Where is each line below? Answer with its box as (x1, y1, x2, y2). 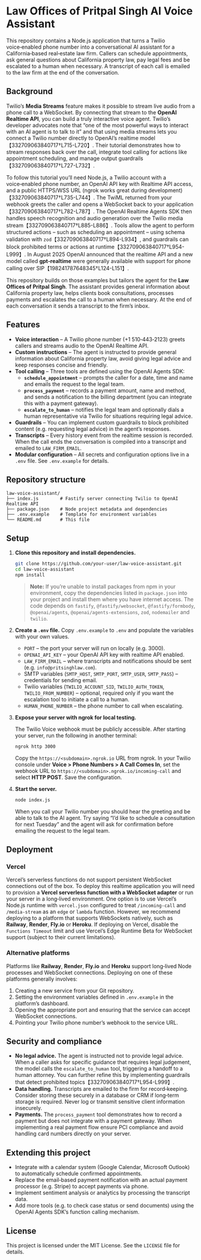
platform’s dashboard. (14, 999, 70, 1007)
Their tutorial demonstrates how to (95, 141, 181, 149)
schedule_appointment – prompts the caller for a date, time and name (23, 374, 194, 381)
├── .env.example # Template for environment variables (6, 512, 157, 518)
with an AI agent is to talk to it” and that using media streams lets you (6, 128, 177, 135)
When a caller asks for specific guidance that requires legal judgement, (14, 1058, 191, 1066)
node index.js (14, 796, 50, 803)
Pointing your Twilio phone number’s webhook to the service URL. (14, 1019, 178, 1026)
